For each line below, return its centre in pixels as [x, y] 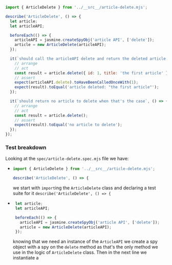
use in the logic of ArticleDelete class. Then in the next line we [80, 252]
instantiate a [26, 258]
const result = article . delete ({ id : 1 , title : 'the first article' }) [92, 73]
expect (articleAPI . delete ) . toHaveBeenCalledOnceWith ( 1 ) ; [77, 82]
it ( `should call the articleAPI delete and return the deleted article [88, 59]
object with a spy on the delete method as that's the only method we [85, 247]
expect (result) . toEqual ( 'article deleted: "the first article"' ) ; [87, 87]
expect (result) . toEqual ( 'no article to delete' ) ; [69, 125]
